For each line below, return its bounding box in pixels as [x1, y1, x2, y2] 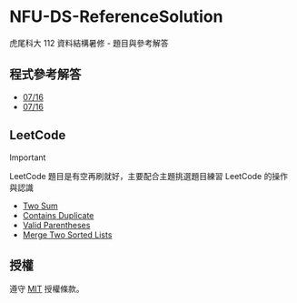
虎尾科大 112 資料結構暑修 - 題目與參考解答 [9, 37, 170, 48]
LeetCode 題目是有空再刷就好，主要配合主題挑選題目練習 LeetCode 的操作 [9, 170, 289, 181]
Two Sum [22, 200, 59, 211]
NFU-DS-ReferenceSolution [9, 6, 223, 27]
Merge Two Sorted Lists [22, 229, 113, 240]
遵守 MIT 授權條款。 [9, 284, 84, 295]
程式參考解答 [9, 66, 82, 83]
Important [9, 152, 46, 163]
